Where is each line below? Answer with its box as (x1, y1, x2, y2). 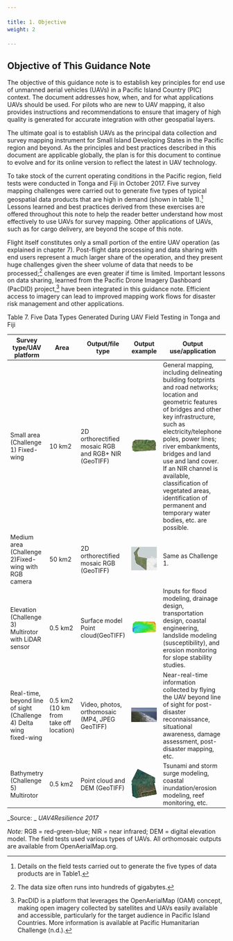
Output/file (86, 339, 120, 348)
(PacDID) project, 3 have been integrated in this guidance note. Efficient (7, 284, 210, 293)
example (131, 347, 157, 355)
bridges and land (162, 449, 212, 458)
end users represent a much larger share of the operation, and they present (7, 252, 223, 261)
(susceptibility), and (162, 638, 220, 647)
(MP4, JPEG (80, 715, 116, 723)
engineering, (162, 624, 199, 632)
